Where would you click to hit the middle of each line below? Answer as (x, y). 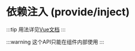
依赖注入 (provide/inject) (68, 12)
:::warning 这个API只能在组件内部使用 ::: (55, 42)
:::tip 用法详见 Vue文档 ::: (36, 29)
